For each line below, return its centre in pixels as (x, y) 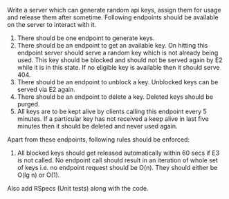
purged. (28, 104)
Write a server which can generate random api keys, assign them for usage (114, 10)
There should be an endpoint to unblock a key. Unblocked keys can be (118, 82)
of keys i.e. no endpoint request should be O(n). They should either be (117, 168)
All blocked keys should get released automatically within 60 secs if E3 (118, 153)
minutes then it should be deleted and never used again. (97, 126)
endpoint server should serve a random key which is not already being (118, 53)
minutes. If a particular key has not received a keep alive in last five (113, 119)
